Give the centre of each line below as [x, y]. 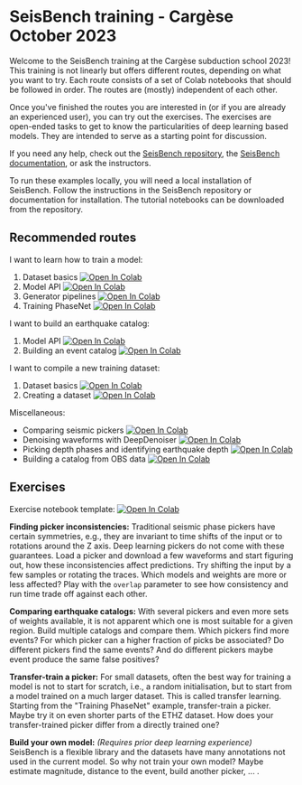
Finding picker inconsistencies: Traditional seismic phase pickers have [142, 527]
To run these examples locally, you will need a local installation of [131, 180]
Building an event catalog [69, 350]
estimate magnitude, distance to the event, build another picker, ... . [134, 771]
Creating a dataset [57, 395]
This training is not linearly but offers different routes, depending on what [145, 70]
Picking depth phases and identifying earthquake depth [125, 449]
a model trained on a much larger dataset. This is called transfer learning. [146, 696]
